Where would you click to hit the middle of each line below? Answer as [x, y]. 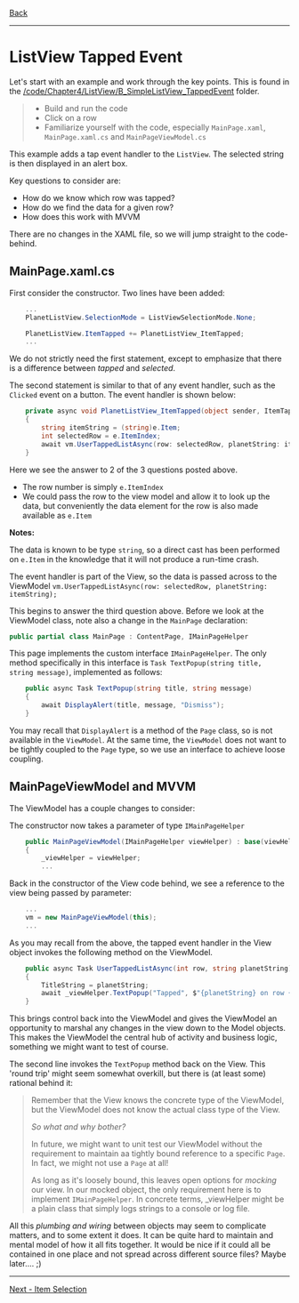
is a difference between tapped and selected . [93, 368]
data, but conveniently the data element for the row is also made [140, 505]
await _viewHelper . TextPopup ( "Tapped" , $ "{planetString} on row [163, 993]
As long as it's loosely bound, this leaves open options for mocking [154, 1180]
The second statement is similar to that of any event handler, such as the [142, 385]
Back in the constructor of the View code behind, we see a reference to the [147, 883]
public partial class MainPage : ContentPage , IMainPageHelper [129, 636]
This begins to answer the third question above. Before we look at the [137, 611]
